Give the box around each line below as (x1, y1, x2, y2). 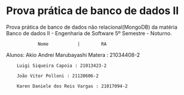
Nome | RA (37, 41, 107, 47)
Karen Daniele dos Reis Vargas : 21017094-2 (17, 83, 128, 89)
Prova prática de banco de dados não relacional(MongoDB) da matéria (6, 23, 178, 30)
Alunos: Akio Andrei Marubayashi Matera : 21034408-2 (6, 51, 140, 58)
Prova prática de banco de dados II (6, 4, 179, 18)
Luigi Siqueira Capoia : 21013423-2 (17, 63, 107, 69)
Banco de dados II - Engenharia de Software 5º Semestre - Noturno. (6, 29, 172, 36)
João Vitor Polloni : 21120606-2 (17, 73, 99, 79)
